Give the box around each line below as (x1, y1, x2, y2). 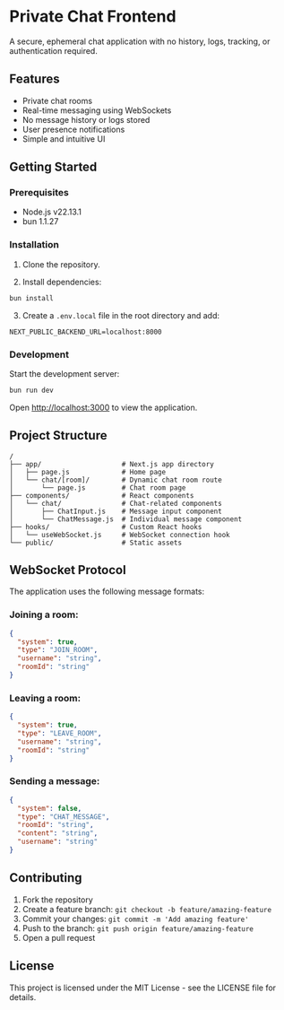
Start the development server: (9, 368, 120, 379)
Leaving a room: (9, 692, 82, 704)
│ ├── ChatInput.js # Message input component (9, 507, 222, 516)
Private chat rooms (22, 95, 92, 106)
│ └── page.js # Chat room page (9, 483, 186, 492)
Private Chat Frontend (9, 6, 176, 27)
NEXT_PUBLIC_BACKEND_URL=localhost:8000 (9, 327, 163, 336)
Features (9, 72, 60, 87)
